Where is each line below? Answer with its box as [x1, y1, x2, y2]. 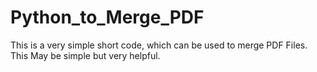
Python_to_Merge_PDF [10, 6, 205, 29]
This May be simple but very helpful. [10, 49, 161, 61]
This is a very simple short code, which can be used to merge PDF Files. [10, 39, 308, 51]
